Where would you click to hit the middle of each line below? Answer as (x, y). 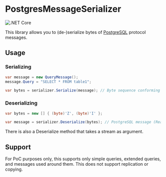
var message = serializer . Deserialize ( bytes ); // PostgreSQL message (78, 122)
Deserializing (21, 103)
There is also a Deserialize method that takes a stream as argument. (74, 132)
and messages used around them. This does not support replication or (77, 164)
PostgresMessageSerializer (63, 9)
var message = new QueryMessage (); (42, 77)
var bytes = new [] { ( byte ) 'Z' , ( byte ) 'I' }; (54, 113)
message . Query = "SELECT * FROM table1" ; (48, 82)
